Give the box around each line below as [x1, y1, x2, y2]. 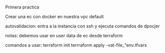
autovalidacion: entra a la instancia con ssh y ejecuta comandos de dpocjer [5, 23, 160, 29]
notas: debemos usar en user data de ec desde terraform [5, 33, 123, 38]
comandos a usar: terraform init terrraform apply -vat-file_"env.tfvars [5, 42, 147, 48]
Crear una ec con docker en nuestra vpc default [5, 14, 104, 19]
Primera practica [5, 4, 39, 10]
